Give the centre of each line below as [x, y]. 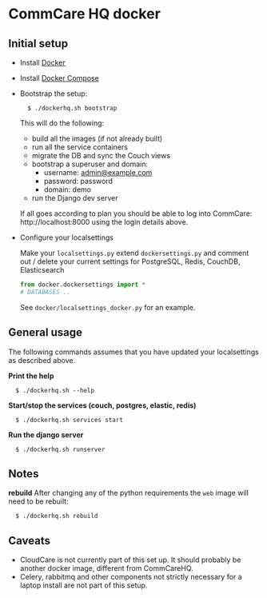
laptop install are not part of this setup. [84, 585]
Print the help [31, 376]
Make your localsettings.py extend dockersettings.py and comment [134, 253]
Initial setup [38, 44]
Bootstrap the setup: [54, 94]
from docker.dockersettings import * [83, 285]
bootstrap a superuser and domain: [90, 164]
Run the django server [46, 435]
